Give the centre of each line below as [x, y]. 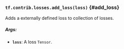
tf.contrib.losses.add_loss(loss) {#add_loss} [62, 7]
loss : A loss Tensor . [32, 42]
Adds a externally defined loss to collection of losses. [60, 18]
